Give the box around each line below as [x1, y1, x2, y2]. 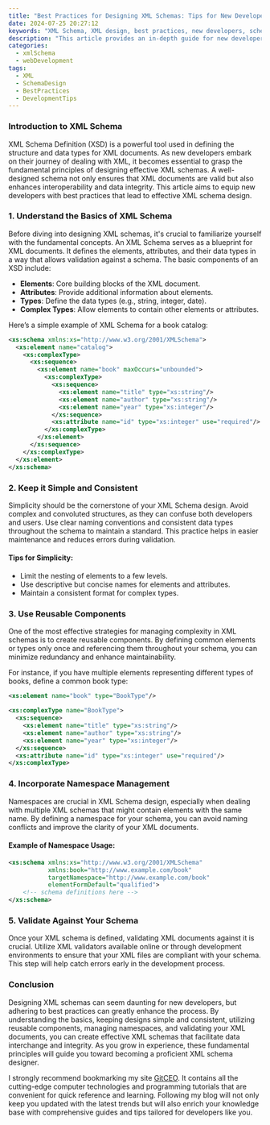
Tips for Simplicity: [8, 553, 74, 562]
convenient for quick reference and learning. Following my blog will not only [8, 1090, 260, 1100]
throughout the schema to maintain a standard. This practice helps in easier [8, 525, 259, 536]
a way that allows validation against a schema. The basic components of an [8, 255, 259, 264]
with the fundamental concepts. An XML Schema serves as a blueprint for [8, 237, 253, 247]
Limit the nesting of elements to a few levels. [19, 571, 169, 581]
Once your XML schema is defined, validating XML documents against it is [8, 933, 255, 943]
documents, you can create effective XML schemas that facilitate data [8, 1032, 240, 1041]
